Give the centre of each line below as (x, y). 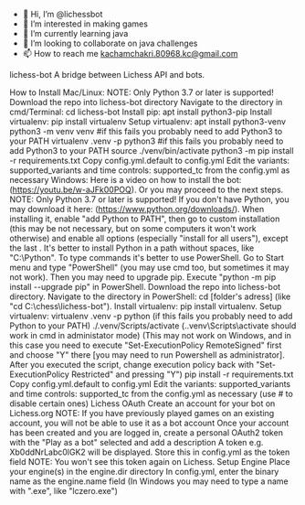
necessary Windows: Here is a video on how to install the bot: (126, 180)
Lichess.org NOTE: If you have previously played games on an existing (142, 413)
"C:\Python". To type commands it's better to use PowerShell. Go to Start (147, 258)
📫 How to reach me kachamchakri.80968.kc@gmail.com (130, 54)
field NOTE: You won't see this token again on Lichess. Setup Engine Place (150, 462)
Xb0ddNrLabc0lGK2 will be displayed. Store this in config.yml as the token (150, 452)
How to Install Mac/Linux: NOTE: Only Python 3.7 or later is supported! (142, 92)
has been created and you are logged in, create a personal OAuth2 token (146, 433)
